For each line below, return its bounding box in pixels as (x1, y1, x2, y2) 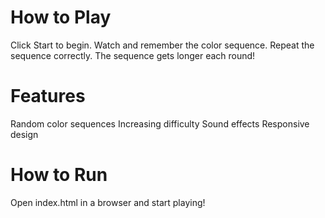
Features (10, 85, 86, 108)
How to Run (10, 164, 108, 186)
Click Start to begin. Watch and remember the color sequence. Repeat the (10, 39, 315, 51)
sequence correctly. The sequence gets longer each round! (10, 49, 256, 61)
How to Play (10, 6, 112, 29)
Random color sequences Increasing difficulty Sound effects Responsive (10, 117, 310, 130)
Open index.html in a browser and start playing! (10, 196, 206, 208)
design (10, 128, 39, 140)
